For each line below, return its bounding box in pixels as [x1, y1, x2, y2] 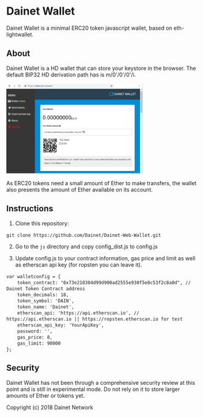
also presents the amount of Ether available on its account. [6, 186, 153, 193]
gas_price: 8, [17, 334, 53, 341]
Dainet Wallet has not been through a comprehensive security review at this [6, 379, 196, 386]
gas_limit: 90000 [17, 340, 61, 347]
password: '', [17, 328, 53, 334]
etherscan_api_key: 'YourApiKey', [17, 322, 104, 328]
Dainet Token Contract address [6, 285, 85, 292]
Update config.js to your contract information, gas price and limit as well [15, 254, 196, 262]
